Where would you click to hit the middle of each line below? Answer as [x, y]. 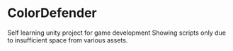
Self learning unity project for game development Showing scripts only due [117, 33]
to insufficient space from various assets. [68, 40]
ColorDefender [52, 13]
